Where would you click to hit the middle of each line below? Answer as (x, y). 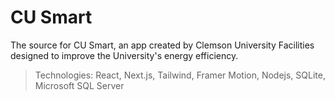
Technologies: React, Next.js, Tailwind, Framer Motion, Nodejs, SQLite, (180, 75)
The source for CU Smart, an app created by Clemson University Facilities (162, 45)
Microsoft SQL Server (79, 85)
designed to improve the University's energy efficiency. (124, 55)
